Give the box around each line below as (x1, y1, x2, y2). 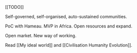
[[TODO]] (5, 4, 24, 10)
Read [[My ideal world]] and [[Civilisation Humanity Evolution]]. (5, 42, 133, 48)
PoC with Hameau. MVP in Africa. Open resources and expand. (5, 23, 133, 29)
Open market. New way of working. (5, 33, 77, 38)
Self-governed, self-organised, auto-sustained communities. (5, 14, 127, 19)
